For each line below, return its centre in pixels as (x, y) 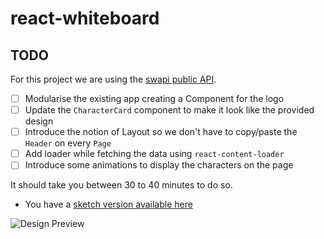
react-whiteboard (85, 18)
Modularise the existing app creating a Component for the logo (154, 98)
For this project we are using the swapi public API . (113, 79)
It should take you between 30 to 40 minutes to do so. (121, 185)
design (39, 121)
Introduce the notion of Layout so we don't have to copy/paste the (161, 132)
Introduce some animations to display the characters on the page (159, 165)
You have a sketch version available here (108, 204)
